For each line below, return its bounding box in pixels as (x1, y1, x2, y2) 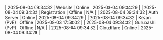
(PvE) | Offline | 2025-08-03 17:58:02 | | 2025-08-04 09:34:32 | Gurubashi (5, 20, 156, 25)
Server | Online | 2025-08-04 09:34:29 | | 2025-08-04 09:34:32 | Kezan (5, 15, 151, 20)
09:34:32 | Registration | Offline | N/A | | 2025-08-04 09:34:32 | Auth (18, 10, 158, 15)
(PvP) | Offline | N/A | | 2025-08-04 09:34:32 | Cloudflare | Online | (5, 25, 140, 30)
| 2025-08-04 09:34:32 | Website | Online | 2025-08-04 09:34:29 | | (5, 5, 143, 10)
